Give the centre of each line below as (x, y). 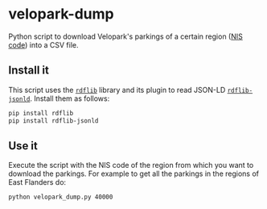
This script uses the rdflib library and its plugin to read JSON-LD (117, 90)
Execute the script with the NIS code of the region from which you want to (131, 165)
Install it (29, 71)
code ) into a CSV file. (43, 44)
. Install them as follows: (70, 98)
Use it (23, 146)
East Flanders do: (37, 182)
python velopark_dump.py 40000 (61, 197)
